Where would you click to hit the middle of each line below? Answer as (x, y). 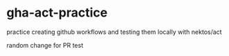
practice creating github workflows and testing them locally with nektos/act (114, 32)
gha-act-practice (57, 13)
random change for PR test (45, 45)
